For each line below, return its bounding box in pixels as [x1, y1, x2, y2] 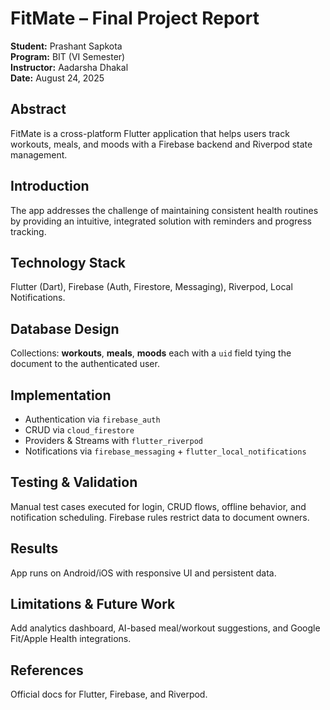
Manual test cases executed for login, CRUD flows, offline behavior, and [10, 500, 307, 512]
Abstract [10, 101, 67, 118]
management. [10, 148, 68, 161]
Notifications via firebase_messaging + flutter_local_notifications [24, 445, 307, 457]
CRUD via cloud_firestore [24, 424, 135, 436]
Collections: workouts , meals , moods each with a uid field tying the [10, 347, 292, 359]
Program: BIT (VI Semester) [10, 50, 126, 62]
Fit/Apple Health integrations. [10, 633, 132, 645]
